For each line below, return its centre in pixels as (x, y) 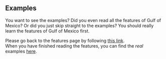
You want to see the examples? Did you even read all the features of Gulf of (83, 20)
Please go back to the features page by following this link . (65, 40)
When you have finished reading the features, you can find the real (74, 46)
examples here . (21, 51)
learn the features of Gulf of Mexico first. (47, 31)
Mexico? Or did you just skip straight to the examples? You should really (79, 25)
